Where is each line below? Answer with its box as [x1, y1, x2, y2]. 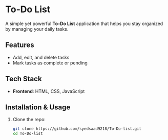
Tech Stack [5, 75, 42, 83]
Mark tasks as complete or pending [12, 60, 88, 66]
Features [5, 41, 34, 50]
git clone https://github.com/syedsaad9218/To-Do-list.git [12, 126, 142, 131]
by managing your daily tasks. [5, 26, 69, 32]
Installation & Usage [5, 103, 71, 111]
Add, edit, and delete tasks [12, 54, 70, 60]
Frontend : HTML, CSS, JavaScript [12, 88, 85, 94]
